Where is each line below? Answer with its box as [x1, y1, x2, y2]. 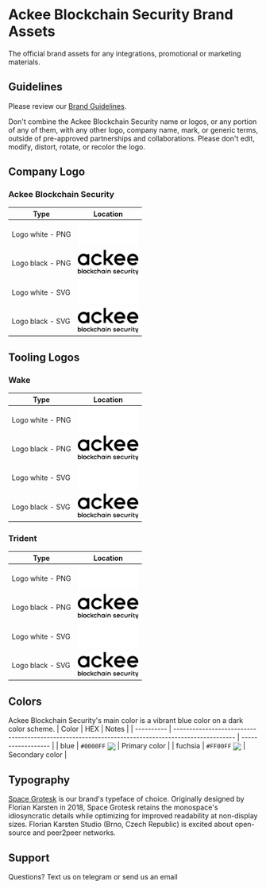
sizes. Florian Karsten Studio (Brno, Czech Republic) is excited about [8, 820, 233, 829]
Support [8, 851, 50, 864]
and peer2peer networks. [33, 828, 117, 837]
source [8, 828, 32, 837]
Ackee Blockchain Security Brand [8, 6, 233, 24]
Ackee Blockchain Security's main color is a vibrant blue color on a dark [8, 716, 244, 725]
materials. [8, 57, 41, 67]
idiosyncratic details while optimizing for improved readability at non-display [8, 811, 258, 821]
